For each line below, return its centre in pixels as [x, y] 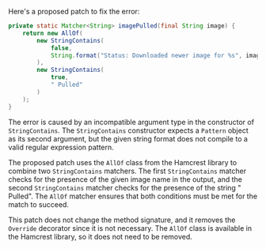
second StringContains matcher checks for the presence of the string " [125, 187]
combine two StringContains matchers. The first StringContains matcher [127, 171]
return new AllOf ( [53, 33]
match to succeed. [39, 204]
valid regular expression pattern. [61, 147]
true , [59, 77]
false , [61, 48]
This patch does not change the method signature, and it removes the [122, 220]
